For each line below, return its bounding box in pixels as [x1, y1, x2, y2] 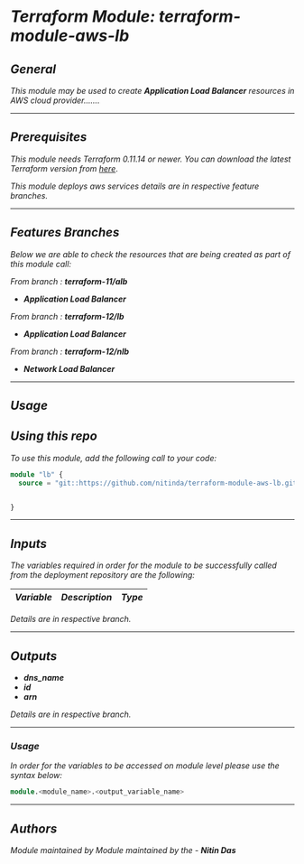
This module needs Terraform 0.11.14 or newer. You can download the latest [10, 153, 291, 164]
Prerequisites [10, 129, 88, 145]
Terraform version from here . [10, 163, 118, 173]
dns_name [23, 673, 64, 683]
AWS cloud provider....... [10, 95, 100, 106]
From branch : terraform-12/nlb [10, 346, 130, 357]
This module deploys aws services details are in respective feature [10, 181, 260, 191]
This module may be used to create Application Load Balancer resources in [10, 86, 295, 96]
